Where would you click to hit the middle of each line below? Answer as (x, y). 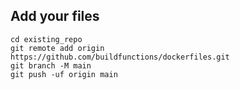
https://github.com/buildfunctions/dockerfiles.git (120, 57)
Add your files (55, 16)
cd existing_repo (46, 39)
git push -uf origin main (64, 74)
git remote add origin (57, 48)
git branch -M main (51, 65)
